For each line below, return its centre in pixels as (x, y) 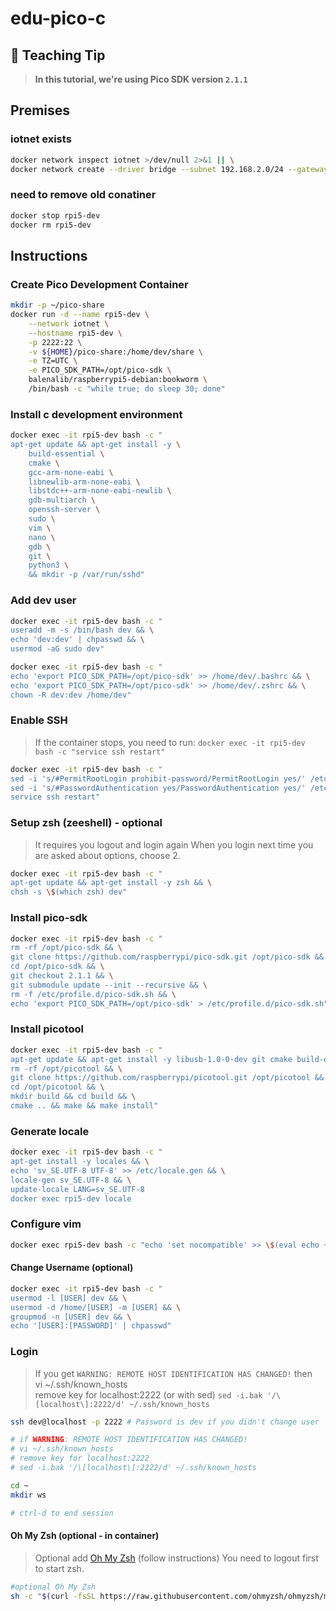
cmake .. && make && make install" (84, 1106)
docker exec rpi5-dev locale (71, 1198)
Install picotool (47, 1029)
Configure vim (46, 1224)
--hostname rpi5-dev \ (75, 333)
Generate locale (50, 1131)
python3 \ (49, 565)
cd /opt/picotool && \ (57, 1087)
